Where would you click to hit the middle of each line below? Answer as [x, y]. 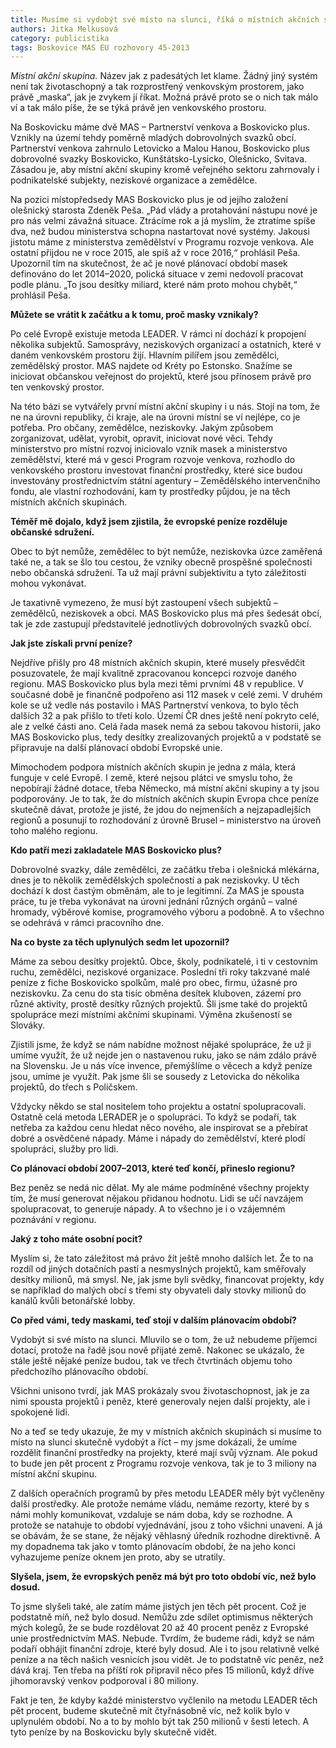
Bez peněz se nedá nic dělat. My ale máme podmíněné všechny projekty [160, 1188]
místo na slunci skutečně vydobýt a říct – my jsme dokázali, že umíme [154, 1442]
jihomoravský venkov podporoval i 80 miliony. [104, 1681]
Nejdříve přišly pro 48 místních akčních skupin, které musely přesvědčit [158, 663]
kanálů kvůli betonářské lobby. [73, 1301]
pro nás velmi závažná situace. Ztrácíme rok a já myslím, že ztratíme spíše [163, 221]
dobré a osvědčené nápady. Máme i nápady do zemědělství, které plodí [158, 1138]
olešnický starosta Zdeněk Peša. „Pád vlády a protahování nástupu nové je [164, 210]
